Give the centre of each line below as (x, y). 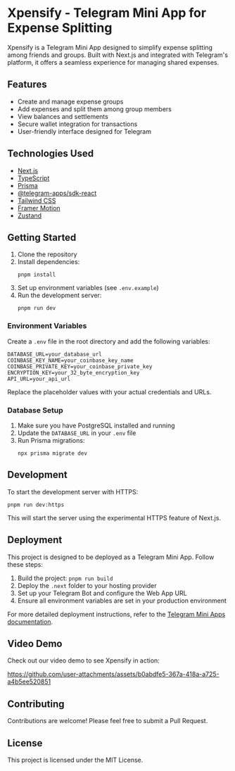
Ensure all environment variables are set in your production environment (122, 601)
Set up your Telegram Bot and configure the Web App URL (102, 593)
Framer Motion (39, 208)
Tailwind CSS (37, 200)
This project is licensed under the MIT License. (75, 760)
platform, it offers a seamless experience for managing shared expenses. (113, 62)
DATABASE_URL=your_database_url (55, 354)
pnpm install (37, 275)
